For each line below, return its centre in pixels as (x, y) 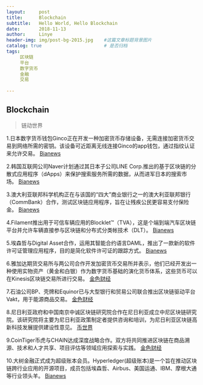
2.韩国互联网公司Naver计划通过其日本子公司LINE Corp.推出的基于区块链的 (99, 166)
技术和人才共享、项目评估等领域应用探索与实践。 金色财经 (89, 347)
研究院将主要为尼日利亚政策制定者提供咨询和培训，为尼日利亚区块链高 (110, 319)
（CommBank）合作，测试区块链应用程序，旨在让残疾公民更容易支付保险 (98, 202)
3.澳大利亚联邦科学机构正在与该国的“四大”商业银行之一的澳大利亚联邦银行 (98, 194)
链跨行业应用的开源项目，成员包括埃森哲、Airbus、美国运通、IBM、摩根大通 (101, 368)
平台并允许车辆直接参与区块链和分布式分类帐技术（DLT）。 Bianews (90, 230)
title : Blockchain (36, 18)
